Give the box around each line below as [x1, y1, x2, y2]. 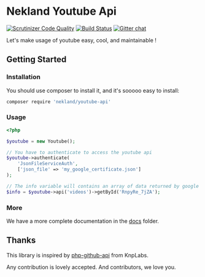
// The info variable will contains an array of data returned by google [6, 183, 199, 189]
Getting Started [6, 54, 67, 65]
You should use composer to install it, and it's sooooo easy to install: [6, 87, 180, 94]
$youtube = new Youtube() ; [6, 138, 75, 144]
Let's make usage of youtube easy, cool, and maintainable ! [6, 36, 157, 44]
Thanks [6, 235, 36, 246]
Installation [6, 72, 41, 81]
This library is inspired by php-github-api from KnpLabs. [6, 251, 149, 259]
